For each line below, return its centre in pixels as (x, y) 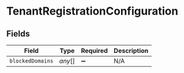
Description (131, 51)
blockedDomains (31, 61)
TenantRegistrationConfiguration (92, 11)
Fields (18, 34)
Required (94, 51)
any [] (67, 61)
